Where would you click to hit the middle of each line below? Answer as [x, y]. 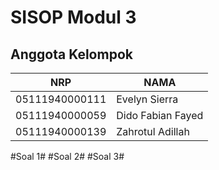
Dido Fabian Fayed [160, 115]
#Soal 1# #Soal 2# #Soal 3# [67, 156]
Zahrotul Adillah [153, 131]
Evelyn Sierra [147, 99]
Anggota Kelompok [71, 54]
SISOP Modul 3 [73, 17]
